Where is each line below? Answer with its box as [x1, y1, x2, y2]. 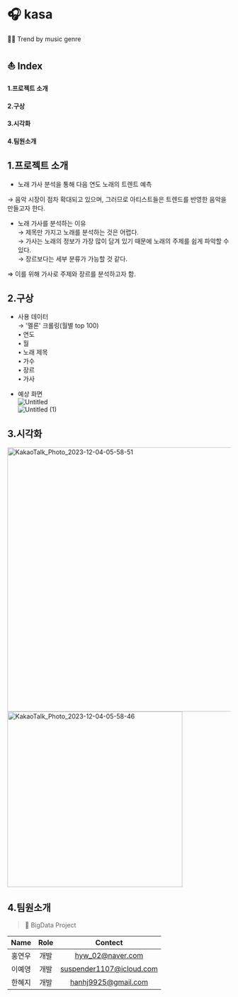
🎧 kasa [7, 6, 53, 23]
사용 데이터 [17, 313, 49, 321]
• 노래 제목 [17, 348, 48, 357]
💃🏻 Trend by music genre [7, 34, 81, 43]
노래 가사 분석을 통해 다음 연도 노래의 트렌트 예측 [17, 180, 152, 188]
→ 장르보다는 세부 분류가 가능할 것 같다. [17, 254, 127, 263]
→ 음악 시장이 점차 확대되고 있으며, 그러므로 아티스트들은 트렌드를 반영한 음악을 [7, 195, 227, 203]
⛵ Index [7, 60, 43, 72]
